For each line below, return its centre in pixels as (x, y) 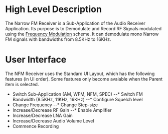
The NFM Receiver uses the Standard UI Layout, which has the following (80, 74)
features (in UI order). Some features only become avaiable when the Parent (84, 79)
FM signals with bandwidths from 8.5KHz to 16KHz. (58, 39)
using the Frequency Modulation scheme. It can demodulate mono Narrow (82, 34)
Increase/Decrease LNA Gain (42, 115)
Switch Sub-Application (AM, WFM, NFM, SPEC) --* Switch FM (77, 94)
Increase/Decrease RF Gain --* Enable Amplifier (62, 110)
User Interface (36, 60)
